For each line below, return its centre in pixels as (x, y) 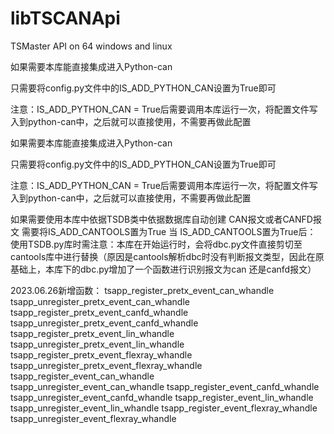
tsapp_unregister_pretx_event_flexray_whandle (106, 365)
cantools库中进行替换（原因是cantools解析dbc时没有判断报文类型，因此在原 (167, 256)
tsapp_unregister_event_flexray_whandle (93, 418)
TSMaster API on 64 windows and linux (91, 46)
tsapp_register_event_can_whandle (82, 376)
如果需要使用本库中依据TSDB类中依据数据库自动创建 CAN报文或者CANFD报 (166, 219)
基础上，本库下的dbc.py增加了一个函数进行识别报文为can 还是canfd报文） (163, 269)
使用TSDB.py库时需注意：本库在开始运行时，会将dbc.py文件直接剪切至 (156, 244)
